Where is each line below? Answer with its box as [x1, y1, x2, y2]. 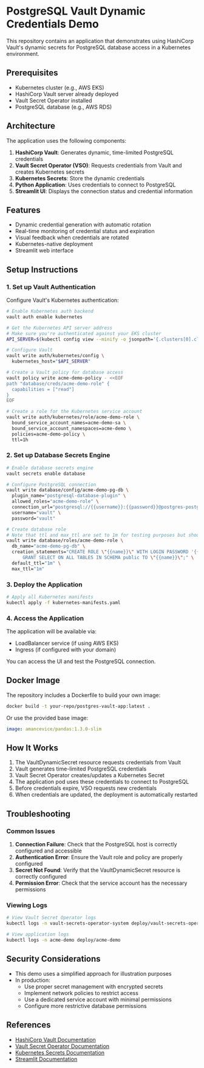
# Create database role [6, 526, 67, 532]
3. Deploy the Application [6, 580, 83, 588]
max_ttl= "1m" [12, 566, 45, 572]
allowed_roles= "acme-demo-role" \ [12, 498, 99, 505]
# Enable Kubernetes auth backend [6, 308, 94, 315]
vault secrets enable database [6, 471, 86, 477]
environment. [6, 50, 39, 57]
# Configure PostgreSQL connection [6, 481, 97, 488]
